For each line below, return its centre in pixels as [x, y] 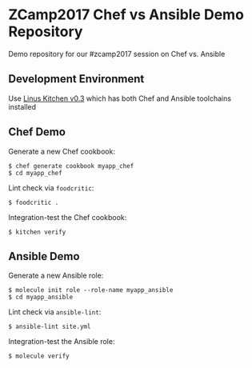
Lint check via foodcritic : [51, 188]
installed [22, 106]
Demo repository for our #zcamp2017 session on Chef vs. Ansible [117, 54]
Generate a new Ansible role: [56, 276]
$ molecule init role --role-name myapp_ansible [91, 290]
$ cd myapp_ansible [41, 298]
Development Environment [76, 79]
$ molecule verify [39, 356]
